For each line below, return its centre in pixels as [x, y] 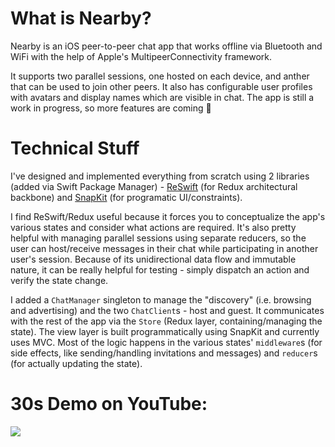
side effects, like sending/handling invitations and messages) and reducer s [164, 353]
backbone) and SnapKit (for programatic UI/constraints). [126, 197]
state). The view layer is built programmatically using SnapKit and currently [165, 331]
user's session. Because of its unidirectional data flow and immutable [153, 259]
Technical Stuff [75, 148]
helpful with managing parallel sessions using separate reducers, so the [158, 238]
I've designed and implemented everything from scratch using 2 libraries [160, 176]
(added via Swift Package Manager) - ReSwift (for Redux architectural [154, 186]
